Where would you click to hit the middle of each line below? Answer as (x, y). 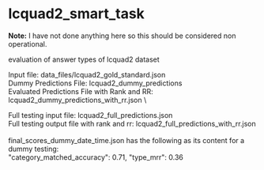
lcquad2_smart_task (76, 14)
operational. (28, 43)
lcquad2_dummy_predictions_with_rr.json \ (77, 100)
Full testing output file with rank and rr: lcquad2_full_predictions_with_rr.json (132, 123)
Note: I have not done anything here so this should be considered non (122, 36)
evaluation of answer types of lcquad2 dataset (84, 59)
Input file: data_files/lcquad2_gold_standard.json (87, 74)
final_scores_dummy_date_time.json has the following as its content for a (126, 140)
